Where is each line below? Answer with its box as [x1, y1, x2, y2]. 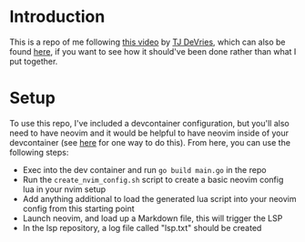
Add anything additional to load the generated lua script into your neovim [22, 193, 297, 204]
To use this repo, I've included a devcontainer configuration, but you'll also [9, 117, 290, 128]
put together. [9, 55, 58, 66]
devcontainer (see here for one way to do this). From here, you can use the [9, 136, 291, 147]
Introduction [9, 6, 106, 27]
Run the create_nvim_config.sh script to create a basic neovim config [22, 174, 284, 185]
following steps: [9, 146, 69, 157]
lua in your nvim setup [22, 184, 107, 195]
